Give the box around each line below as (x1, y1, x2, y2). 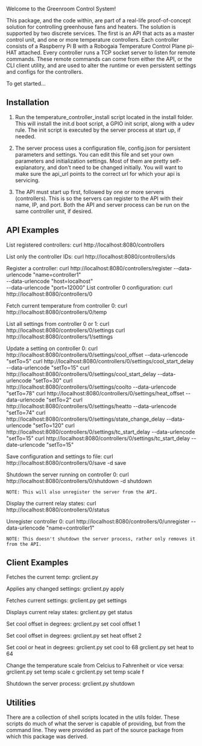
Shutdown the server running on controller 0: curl (6, 471, 129, 478)
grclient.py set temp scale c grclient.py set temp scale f (6, 668, 144, 676)
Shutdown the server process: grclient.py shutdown (6, 680, 135, 687)
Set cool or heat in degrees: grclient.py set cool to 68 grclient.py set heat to (6, 644, 194, 651)
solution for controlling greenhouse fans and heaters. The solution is (6, 24, 176, 30)
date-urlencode (6, 441, 45, 448)
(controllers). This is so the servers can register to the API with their (14, 195, 183, 202)
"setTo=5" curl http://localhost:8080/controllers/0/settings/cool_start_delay (6, 357, 194, 365)
